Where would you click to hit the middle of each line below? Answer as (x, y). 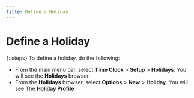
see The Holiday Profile (44, 88)
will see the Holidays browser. (52, 76)
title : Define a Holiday (37, 12)
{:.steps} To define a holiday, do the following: (63, 58)
